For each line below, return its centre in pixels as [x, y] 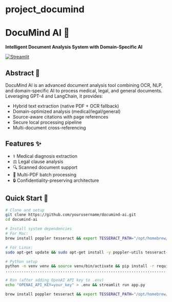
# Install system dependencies [39, 229]
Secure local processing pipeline [47, 122]
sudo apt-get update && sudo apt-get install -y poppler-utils [74, 252]
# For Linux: [19, 247]
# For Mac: [17, 234]
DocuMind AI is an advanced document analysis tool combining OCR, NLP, [84, 85]
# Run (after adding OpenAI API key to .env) [55, 280]
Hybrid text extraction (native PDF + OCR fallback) [66, 106]
